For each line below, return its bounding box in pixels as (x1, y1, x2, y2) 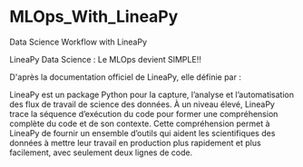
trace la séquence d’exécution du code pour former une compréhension (9, 108, 279, 119)
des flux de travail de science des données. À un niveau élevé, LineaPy (9, 98, 275, 110)
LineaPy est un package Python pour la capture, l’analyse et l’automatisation (9, 89, 295, 100)
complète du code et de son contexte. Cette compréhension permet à (9, 118, 270, 129)
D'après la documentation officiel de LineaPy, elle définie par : (9, 71, 242, 83)
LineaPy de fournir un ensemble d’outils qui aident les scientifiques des (9, 127, 276, 138)
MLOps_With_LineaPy (9, 6, 179, 27)
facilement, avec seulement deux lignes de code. (9, 147, 193, 158)
